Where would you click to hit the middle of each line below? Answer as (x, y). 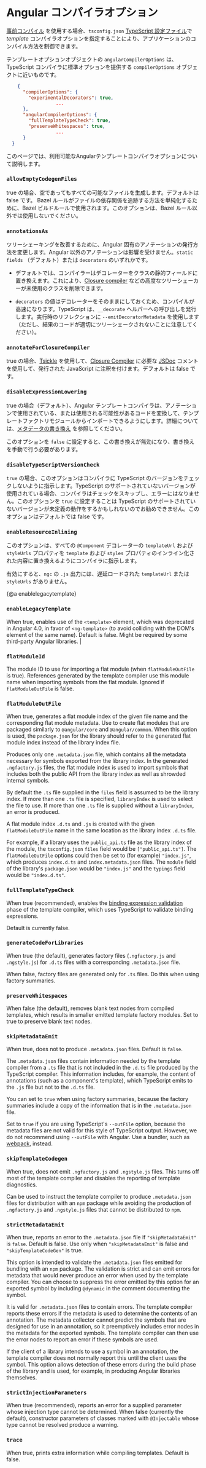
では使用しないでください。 (46, 215)
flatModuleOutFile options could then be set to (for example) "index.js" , (99, 856)
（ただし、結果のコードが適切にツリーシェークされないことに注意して (104, 325)
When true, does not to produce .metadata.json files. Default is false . (94, 1049)
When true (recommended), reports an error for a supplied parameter (94, 1405)
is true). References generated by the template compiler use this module (98, 675)
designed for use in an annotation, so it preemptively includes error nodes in (103, 1327)
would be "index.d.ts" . (36, 875)
